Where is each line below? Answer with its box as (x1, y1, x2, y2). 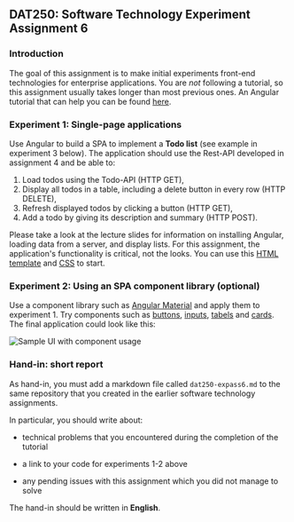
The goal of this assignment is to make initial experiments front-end (9, 67, 256, 78)
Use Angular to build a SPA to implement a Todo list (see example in (9, 138, 259, 149)
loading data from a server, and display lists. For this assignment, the (9, 239, 260, 249)
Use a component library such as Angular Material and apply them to (9, 300, 260, 311)
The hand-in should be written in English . (9, 502, 161, 513)
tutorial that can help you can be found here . (9, 96, 172, 107)
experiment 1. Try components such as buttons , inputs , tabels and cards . (9, 310, 275, 320)
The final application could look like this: (9, 319, 157, 329)
